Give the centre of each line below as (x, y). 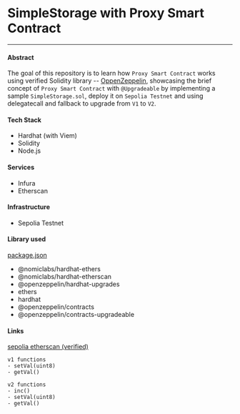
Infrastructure (29, 207)
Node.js (29, 151)
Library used (27, 239)
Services (21, 167)
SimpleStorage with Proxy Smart (106, 13)
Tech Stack (24, 120)
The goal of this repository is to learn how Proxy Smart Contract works (111, 74)
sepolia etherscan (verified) (48, 347)
